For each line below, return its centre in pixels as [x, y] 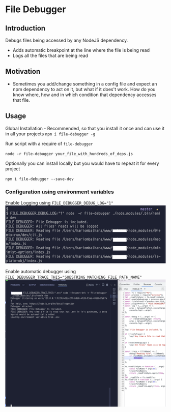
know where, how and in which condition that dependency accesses [84, 95]
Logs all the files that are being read [50, 55]
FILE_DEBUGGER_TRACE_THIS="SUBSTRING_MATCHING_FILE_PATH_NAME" [74, 277]
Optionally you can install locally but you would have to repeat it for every [82, 163]
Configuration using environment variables [60, 192]
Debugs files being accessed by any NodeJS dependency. [67, 40]
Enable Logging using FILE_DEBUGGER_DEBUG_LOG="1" [59, 202]
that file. [21, 100]
